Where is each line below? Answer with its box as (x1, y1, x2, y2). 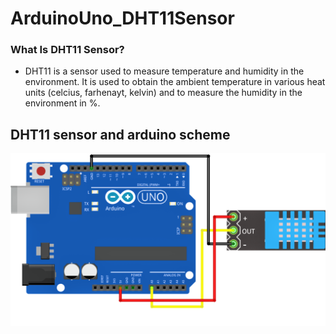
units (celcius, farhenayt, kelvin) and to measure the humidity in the (24, 87, 303, 99)
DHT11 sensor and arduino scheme (10, 126, 231, 143)
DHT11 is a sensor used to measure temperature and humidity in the (24, 65, 305, 77)
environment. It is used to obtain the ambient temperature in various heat (24, 76, 326, 88)
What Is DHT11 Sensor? (10, 43, 125, 57)
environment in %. (24, 97, 101, 109)
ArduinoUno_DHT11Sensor (10, 7, 235, 30)
